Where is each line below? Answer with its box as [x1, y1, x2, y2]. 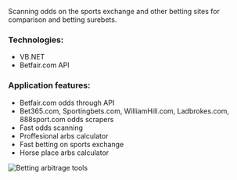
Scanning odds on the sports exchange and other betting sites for [8, 7, 221, 16]
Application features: [8, 80, 91, 91]
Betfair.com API [19, 60, 70, 70]
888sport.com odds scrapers [19, 114, 114, 124]
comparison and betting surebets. [8, 15, 117, 24]
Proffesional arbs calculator [19, 131, 109, 140]
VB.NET [19, 52, 45, 62]
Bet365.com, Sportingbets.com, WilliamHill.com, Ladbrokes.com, [19, 106, 229, 116]
